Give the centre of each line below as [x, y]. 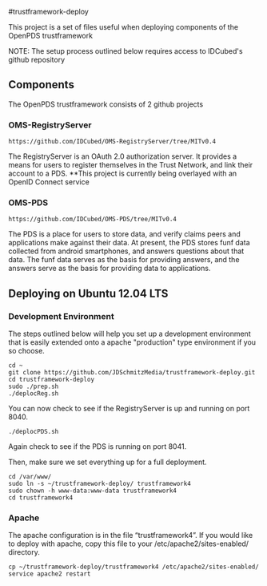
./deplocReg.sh [34, 394]
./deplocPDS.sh [34, 432]
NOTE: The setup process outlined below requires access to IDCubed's [126, 51]
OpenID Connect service [49, 182]
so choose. [27, 351]
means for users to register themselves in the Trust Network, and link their [131, 165]
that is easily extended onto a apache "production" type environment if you [132, 342]
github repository [37, 60]
